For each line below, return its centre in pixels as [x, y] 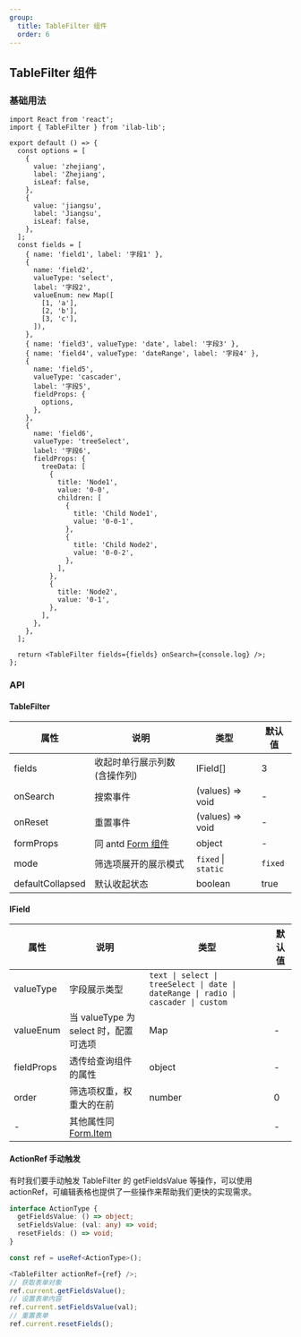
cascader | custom [188, 1003]
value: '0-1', [83, 600]
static [210, 869]
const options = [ [52, 151]
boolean [213, 884]
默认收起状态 [121, 885]
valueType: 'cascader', [77, 377]
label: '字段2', [62, 287]
